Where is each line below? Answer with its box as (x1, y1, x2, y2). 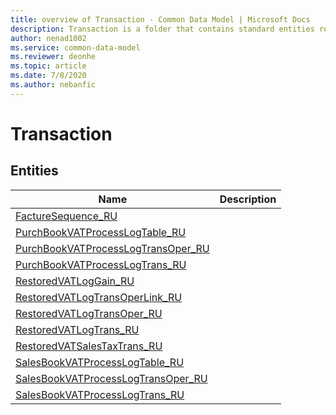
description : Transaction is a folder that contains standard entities (10, 24, 315, 34)
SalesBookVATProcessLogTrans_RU (15, 387, 185, 401)
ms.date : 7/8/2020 (10, 71, 87, 81)
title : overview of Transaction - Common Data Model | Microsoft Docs (10, 14, 311, 25)
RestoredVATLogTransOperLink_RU (15, 290, 183, 304)
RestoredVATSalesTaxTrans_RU (15, 339, 163, 353)
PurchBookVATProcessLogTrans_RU (15, 257, 187, 271)
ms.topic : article (10, 61, 87, 71)
